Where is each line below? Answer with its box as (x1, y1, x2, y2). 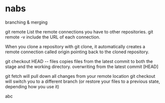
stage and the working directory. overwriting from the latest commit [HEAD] (5, 64, 159, 69)
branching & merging (5, 19, 48, 25)
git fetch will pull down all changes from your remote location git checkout (5, 73, 156, 79)
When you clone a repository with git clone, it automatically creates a (5, 43, 145, 49)
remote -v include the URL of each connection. (5, 34, 100, 40)
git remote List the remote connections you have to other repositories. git (5, 29, 154, 34)
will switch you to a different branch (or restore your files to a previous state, (5, 78, 160, 84)
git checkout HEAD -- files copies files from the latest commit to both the (5, 58, 153, 64)
